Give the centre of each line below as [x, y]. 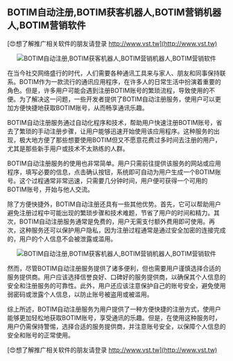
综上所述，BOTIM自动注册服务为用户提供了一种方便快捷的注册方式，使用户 [114, 309]
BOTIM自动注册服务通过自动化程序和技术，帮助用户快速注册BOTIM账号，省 [115, 122]
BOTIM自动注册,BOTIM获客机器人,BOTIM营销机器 [114, 12]
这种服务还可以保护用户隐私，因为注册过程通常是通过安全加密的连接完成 [122, 230]
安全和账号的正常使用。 [41, 335]
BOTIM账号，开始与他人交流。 [50, 189]
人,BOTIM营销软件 [46, 25]
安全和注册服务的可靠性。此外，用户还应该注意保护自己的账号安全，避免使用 [116, 285]
